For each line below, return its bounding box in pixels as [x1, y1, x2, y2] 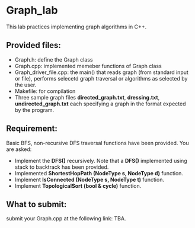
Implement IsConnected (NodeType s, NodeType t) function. [14, 176, 165, 183]
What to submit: [6, 199, 67, 209]
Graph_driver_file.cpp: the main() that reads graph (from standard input [14, 69, 188, 76]
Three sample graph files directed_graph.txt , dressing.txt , [14, 94, 160, 101]
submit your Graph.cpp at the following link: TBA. [6, 215, 126, 222]
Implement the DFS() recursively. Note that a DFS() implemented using [14, 157, 188, 164]
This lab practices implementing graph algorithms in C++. [6, 23, 147, 30]
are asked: [6, 146, 32, 153]
